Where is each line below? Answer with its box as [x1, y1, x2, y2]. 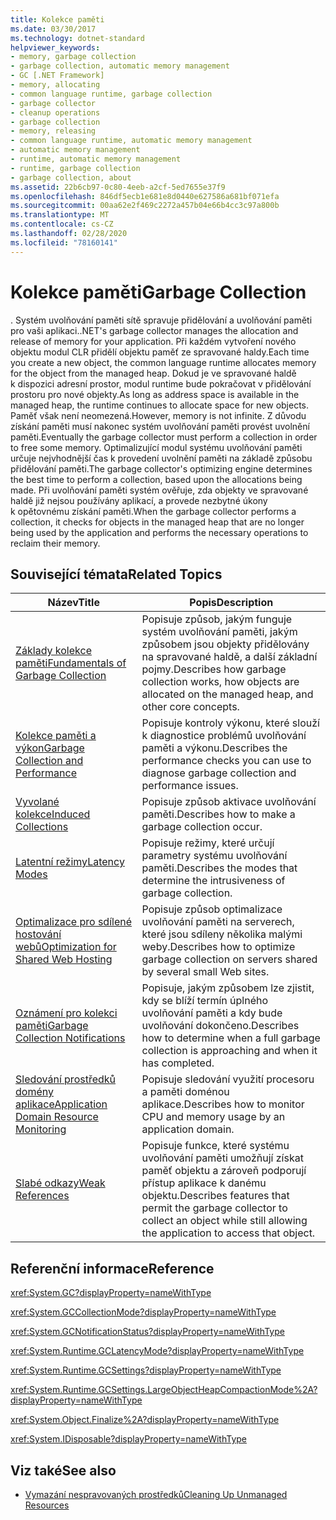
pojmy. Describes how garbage [141, 662, 287, 676]
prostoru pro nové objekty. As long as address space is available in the [10, 388, 300, 400]
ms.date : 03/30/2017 [10, 24, 97, 34]
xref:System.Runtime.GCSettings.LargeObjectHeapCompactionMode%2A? [10, 1384, 318, 1396]
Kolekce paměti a [15, 729, 97, 743]
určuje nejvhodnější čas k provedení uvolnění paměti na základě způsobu [10, 452, 313, 464]
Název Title [47, 596, 100, 610]
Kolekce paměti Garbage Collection [10, 281, 307, 303]
